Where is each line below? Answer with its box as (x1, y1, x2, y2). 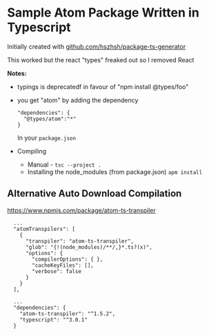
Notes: (7, 69, 28, 77)
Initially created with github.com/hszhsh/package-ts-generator (7, 42, 186, 50)
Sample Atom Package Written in (7, 5, 200, 21)
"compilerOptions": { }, (32, 256, 103, 263)
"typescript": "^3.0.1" (19, 316, 88, 323)
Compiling (17, 147, 47, 155)
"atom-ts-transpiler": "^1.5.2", (19, 310, 116, 317)
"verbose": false (32, 268, 81, 274)
